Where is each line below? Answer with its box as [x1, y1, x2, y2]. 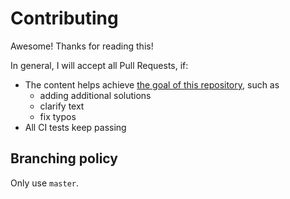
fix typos [39, 110, 77, 122]
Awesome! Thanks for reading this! [10, 40, 154, 52]
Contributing [10, 7, 119, 30]
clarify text [39, 100, 85, 112]
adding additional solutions [39, 89, 152, 101]
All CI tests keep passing [24, 121, 127, 133]
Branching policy [10, 150, 118, 167]
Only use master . [10, 177, 80, 189]
